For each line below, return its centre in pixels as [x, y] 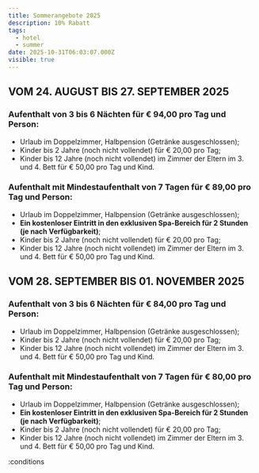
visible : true [32, 60]
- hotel [28, 38]
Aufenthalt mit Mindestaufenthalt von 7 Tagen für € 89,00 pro [130, 187]
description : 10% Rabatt [49, 23]
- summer [30, 45]
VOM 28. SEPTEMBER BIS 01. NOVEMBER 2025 [126, 282]
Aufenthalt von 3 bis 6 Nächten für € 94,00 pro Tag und [117, 114]
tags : [17, 30]
